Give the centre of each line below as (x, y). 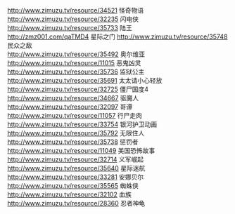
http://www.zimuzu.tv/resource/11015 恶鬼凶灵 (74, 63)
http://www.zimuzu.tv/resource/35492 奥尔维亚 (76, 54)
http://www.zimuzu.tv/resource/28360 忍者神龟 (76, 203)
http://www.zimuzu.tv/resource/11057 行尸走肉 (75, 115)
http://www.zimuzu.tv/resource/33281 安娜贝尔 (76, 177)
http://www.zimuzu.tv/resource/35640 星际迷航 (76, 168)
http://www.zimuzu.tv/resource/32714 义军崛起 (76, 159)
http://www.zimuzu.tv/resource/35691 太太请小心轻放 (85, 80)
